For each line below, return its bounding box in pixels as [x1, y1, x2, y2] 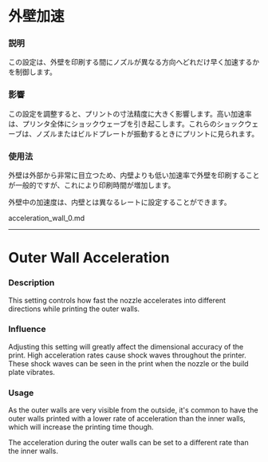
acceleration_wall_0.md [8, 213, 85, 223]
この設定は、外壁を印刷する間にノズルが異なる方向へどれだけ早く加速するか [8, 57, 260, 67]
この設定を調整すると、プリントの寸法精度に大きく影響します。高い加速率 [8, 109, 253, 118]
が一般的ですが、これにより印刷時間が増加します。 [8, 180, 175, 190]
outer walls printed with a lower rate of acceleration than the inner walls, [8, 414, 246, 424]
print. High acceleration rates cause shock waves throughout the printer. [8, 350, 247, 360]
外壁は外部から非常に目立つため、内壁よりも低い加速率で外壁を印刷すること [8, 171, 260, 180]
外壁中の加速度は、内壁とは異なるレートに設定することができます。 [8, 197, 231, 207]
